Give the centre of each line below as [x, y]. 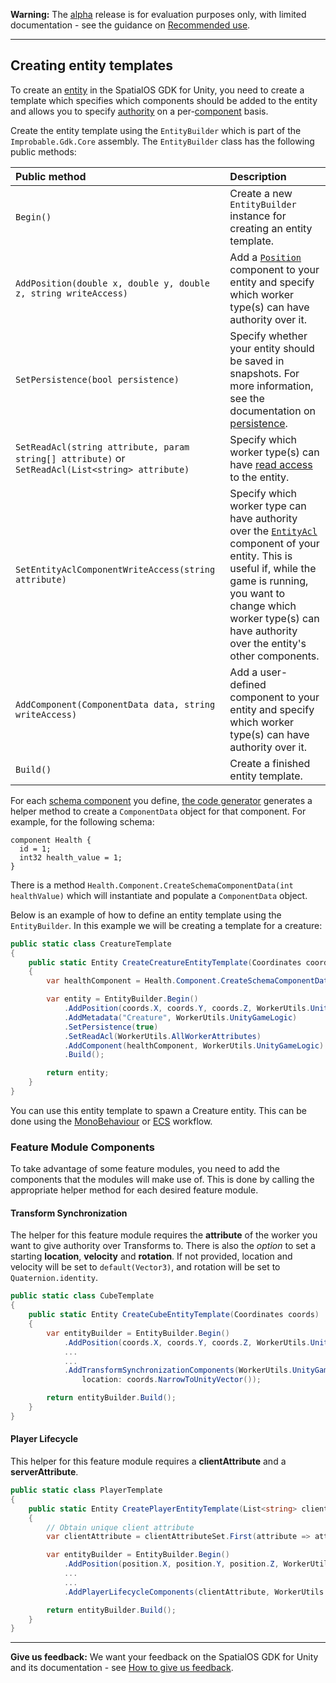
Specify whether [268, 336]
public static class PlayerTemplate [86, 1490]
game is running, [269, 581]
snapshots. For [264, 373]
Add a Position [265, 257]
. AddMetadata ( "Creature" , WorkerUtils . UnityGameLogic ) [180, 1017]
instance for [258, 216]
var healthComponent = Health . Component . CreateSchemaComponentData [189, 981]
